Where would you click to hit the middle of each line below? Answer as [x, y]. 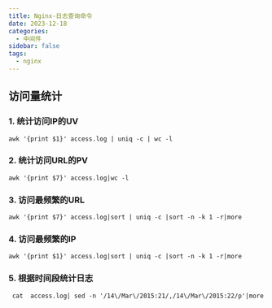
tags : [18, 54]
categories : [29, 31]
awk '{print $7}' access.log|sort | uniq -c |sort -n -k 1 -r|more [125, 217]
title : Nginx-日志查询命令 [50, 16]
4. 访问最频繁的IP [42, 239]
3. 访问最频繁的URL [47, 200]
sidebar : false [34, 46]
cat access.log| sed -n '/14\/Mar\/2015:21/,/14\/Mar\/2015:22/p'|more [138, 296]
